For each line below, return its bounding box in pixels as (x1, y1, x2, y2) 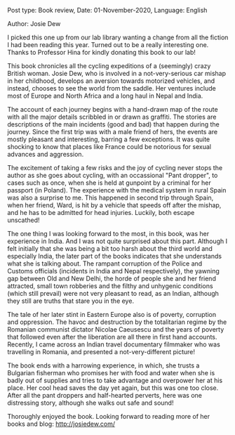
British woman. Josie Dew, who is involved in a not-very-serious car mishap (7, 70, 227, 77)
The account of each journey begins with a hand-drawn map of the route (7, 105, 219, 113)
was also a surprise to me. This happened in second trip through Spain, (7, 193, 214, 202)
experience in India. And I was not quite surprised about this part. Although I (7, 237, 228, 245)
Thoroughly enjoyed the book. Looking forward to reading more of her (7, 413, 210, 420)
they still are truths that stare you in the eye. (7, 297, 135, 305)
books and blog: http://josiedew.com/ (7, 420, 116, 428)
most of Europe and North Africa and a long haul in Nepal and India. (7, 91, 203, 100)
